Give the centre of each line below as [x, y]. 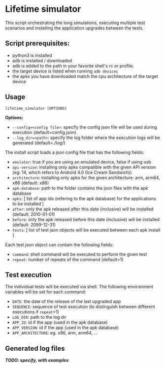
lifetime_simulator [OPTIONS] [36, 108]
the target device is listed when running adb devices [65, 71]
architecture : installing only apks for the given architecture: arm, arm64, [86, 177]
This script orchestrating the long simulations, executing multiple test [75, 23]
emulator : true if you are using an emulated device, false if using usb [82, 162]
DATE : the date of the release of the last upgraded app [66, 301]
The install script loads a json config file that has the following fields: [75, 152]
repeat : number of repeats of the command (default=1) [68, 259]
